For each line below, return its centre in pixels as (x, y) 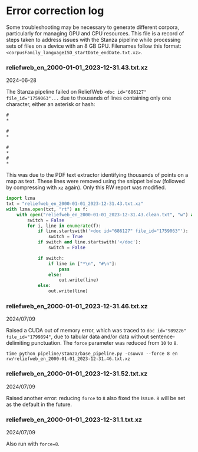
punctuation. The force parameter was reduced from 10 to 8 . (104, 343)
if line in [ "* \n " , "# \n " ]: (82, 263)
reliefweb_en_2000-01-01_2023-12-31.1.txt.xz (74, 420)
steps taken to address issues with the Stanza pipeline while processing (93, 39)
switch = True (65, 237)
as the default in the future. (39, 404)
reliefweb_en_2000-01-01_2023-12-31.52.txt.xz (77, 374)
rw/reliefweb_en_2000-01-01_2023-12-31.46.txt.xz (68, 359)
